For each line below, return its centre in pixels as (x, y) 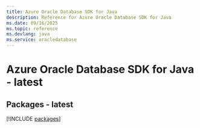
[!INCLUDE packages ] (34, 119)
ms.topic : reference (32, 29)
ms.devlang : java (28, 34)
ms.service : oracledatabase (42, 40)
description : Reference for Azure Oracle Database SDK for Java (89, 17)
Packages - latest (40, 104)
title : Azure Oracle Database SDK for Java (62, 12)
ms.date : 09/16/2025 (32, 23)
